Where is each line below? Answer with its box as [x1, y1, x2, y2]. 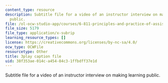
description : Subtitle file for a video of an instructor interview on [5, 12, 157, 17]
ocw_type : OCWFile [5, 44, 43, 49]
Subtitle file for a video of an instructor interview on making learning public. [5, 72, 160, 78]
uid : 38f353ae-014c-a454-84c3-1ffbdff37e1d [5, 58, 97, 63]
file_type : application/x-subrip [5, 30, 75, 35]
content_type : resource [5, 7, 55, 12]
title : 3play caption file [5, 53, 61, 59]
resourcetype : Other [5, 49, 48, 54]
